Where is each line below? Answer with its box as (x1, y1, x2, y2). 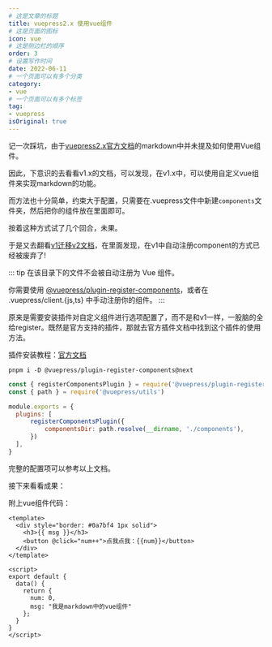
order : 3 (8, 50, 38, 58)
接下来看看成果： (8, 481, 66, 490)
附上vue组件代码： (8, 498, 71, 507)
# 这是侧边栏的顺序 (8, 42, 65, 50)
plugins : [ (15, 410, 53, 418)
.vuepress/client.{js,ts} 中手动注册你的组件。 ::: (8, 295, 165, 304)
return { (23, 586, 53, 595)
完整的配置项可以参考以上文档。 (8, 464, 115, 473)
